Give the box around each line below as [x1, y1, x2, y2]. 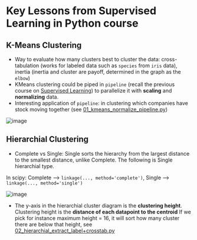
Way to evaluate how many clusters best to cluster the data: [14, 56, 160, 63]
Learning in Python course [6, 17, 139, 30]
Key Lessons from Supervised [6, 4, 157, 18]
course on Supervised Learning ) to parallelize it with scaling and [14, 87, 172, 94]
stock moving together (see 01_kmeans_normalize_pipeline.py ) [14, 106, 168, 113]
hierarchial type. [14, 162, 55, 169]
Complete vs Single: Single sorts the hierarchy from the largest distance [14, 150, 190, 157]
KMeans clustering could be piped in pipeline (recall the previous [14, 81, 175, 88]
